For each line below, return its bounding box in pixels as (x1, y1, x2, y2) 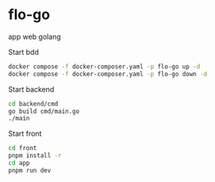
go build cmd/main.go (8, 107, 80, 115)
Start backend (8, 84, 55, 94)
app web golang (8, 32, 61, 41)
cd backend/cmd (8, 99, 59, 108)
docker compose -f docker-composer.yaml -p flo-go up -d (8, 62, 201, 71)
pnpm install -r (8, 152, 62, 160)
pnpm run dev (8, 166, 52, 174)
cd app (8, 159, 30, 168)
